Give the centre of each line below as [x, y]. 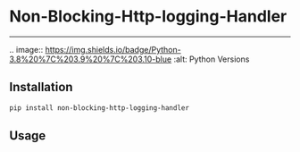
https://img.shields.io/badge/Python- [113, 49]
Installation [41, 87]
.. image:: [26, 49]
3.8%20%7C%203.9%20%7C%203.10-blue [91, 59]
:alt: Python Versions [212, 59]
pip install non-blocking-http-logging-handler [100, 108]
